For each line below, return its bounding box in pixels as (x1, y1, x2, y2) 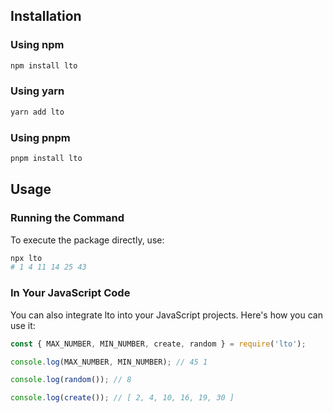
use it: (10, 319, 36, 331)
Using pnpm (10, 130, 71, 144)
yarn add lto (10, 107, 65, 117)
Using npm (10, 38, 65, 52)
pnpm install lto (10, 154, 83, 164)
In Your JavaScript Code (10, 286, 131, 300)
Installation (10, 8, 82, 25)
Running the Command (10, 211, 125, 225)
